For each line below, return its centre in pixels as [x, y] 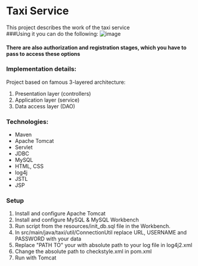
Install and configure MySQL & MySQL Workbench [77, 220]
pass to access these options [43, 54]
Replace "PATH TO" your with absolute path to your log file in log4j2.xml [103, 245]
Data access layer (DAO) [45, 106]
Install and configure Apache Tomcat [60, 214]
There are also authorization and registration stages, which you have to [96, 47]
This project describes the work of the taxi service [68, 27]
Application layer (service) [47, 100]
